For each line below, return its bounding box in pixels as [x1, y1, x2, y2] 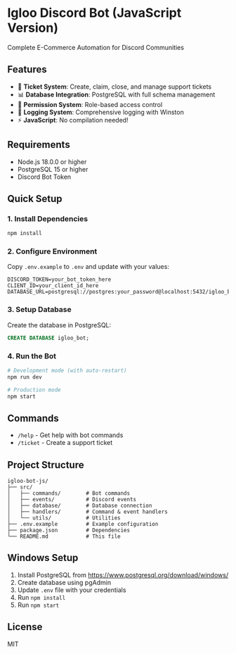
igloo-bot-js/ [7, 477, 49, 485]
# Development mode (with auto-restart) [7, 367, 128, 374]
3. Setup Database [7, 305, 72, 315]
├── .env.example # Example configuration [7, 521, 159, 528]
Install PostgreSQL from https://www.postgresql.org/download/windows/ [17, 570, 229, 579]
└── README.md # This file [7, 533, 121, 540]
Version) [7, 20, 58, 36]
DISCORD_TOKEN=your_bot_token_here [7, 276, 112, 283]
